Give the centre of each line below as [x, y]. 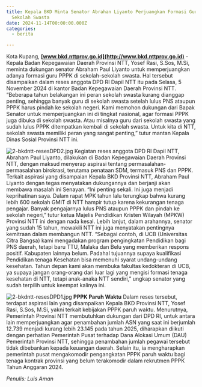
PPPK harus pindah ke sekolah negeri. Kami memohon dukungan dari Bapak [101, 108]
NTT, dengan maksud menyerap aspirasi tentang [67, 164]
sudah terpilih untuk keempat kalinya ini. [56, 285]
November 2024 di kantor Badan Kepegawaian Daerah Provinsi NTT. [91, 88]
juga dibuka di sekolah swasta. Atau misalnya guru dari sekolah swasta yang [101, 120]
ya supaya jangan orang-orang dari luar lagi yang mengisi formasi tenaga [97, 273]
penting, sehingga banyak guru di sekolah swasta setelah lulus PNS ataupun [101, 101]
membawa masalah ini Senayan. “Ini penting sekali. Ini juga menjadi [90, 189]
